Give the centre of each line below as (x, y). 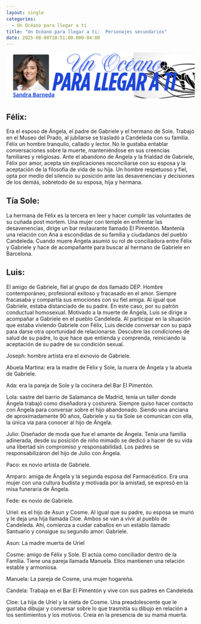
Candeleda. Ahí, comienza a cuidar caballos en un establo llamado (88, 525)
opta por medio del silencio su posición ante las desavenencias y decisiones (100, 175)
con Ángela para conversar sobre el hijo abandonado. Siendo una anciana (97, 410)
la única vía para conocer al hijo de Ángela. (59, 422)
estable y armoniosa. (32, 567)
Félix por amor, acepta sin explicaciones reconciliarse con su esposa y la (96, 163)
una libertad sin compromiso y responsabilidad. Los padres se (83, 447)
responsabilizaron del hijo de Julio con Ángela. (64, 453)
